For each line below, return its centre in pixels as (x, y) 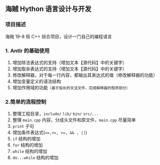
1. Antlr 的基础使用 (28, 51)
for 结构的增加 (28, 145)
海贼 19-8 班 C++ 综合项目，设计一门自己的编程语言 (58, 36)
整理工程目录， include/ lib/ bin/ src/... (56, 114)
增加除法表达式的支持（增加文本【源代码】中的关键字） (69, 62)
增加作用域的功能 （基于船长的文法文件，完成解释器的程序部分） (71, 87)
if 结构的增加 (27, 139)
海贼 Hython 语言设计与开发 (48, 9)
